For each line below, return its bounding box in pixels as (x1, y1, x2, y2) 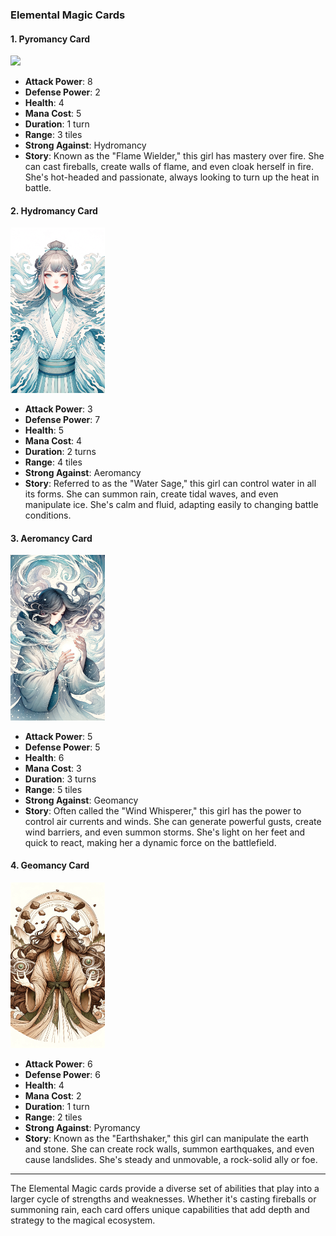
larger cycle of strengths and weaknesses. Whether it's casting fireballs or (10, 1193, 317, 1205)
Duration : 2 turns (24, 445, 97, 457)
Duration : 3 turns (24, 773, 97, 785)
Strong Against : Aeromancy (24, 466, 142, 478)
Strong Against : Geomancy (24, 794, 139, 806)
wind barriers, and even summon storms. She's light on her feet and (24, 826, 306, 838)
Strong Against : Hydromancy (24, 139, 147, 152)
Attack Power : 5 (24, 730, 93, 742)
